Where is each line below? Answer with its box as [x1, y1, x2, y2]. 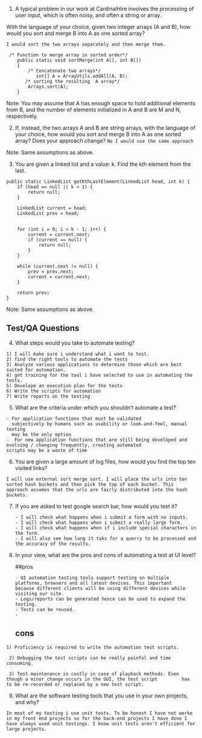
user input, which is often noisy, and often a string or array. [14, 11, 162, 19]
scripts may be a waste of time [6, 447, 87, 453]
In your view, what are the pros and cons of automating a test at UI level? [14, 551, 196, 558]
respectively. [6, 113, 38, 120]
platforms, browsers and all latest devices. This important [14, 580, 172, 586]
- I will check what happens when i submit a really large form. [14, 520, 183, 526]
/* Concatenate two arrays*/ [28, 68, 101, 74]
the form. [14, 530, 40, 536]
